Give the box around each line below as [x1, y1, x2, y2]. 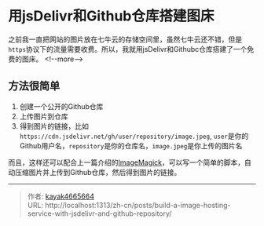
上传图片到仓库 [19, 111, 68, 121]
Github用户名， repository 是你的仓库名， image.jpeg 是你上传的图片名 [19, 140, 243, 150]
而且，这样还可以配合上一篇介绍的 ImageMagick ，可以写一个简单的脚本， [8, 158, 245, 167]
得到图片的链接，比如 [19, 121, 89, 130]
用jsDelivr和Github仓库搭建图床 [8, 7, 214, 25]
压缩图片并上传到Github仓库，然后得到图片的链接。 [14, 167, 181, 177]
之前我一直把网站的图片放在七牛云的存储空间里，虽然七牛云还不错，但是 [8, 35, 242, 44]
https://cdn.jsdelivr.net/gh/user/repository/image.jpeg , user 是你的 [19, 131, 249, 140]
